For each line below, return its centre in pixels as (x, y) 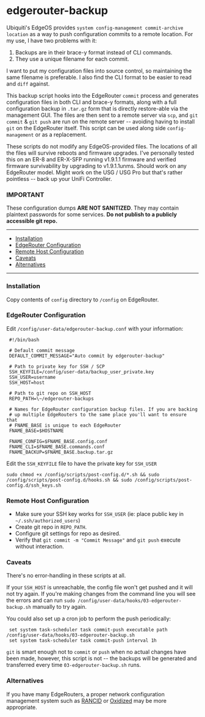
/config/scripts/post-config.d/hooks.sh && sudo (69, 480)
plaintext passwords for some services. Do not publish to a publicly (92, 215)
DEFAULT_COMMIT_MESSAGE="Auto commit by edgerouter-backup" (87, 356)
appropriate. (22, 707)
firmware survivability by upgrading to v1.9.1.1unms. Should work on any (97, 166)
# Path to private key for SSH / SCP (57, 366)
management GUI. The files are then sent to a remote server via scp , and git (102, 115)
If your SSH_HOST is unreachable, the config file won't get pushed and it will (100, 587)
